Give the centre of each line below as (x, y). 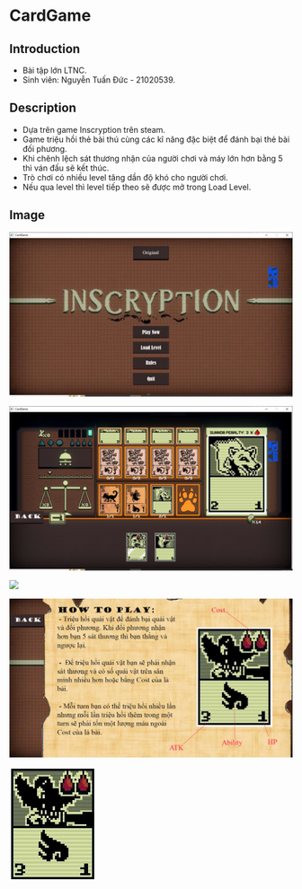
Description (43, 108)
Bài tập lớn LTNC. (54, 70)
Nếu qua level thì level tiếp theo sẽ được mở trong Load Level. (137, 187)
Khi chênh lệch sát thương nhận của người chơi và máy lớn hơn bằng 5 (152, 158)
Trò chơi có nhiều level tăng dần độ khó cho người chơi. (125, 177)
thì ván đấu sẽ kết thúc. (66, 168)
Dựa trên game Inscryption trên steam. (94, 129)
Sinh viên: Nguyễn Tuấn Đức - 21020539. (99, 80)
